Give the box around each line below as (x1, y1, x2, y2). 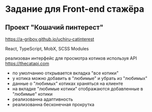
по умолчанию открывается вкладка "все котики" (12, 70, 119, 76)
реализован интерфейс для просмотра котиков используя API (5, 55, 137, 61)
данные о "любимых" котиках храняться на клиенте (12, 80, 123, 86)
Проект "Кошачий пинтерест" (5, 23, 104, 32)
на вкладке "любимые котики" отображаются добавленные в (12, 86, 144, 92)
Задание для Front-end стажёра (5, 3, 145, 15)
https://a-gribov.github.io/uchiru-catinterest (5, 36, 95, 42)
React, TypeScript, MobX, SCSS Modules (5, 46, 89, 51)
